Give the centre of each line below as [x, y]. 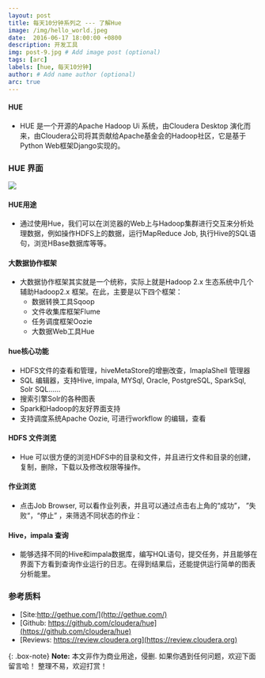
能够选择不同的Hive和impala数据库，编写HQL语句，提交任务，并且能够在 [138, 554]
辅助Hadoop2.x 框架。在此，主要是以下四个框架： [101, 292]
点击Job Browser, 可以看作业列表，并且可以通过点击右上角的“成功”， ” [134, 506]
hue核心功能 [28, 351]
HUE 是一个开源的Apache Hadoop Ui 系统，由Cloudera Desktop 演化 [132, 126]
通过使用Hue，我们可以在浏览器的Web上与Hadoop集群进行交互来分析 [133, 223]
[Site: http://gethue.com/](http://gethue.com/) [93, 614]
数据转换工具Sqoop [63, 302]
